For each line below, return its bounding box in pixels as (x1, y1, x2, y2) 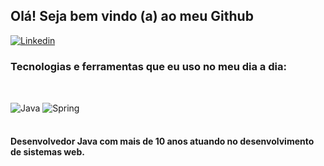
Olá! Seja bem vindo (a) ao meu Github (10, 8, 254, 25)
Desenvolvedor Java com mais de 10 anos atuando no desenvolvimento (10, 135, 315, 148)
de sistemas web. (10, 146, 85, 158)
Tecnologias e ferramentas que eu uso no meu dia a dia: (10, 59, 287, 73)
